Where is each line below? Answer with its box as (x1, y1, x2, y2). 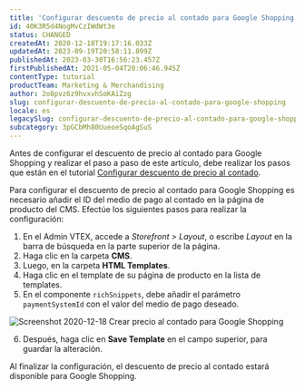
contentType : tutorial (9, 73, 95, 82)
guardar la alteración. (22, 344, 103, 354)
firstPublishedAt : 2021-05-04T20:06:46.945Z (9, 64, 181, 73)
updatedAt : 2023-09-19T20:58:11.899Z (9, 47, 152, 56)
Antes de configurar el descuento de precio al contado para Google (9, 148, 262, 159)
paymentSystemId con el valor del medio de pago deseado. (22, 298, 240, 309)
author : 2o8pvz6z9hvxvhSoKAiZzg (9, 89, 132, 98)
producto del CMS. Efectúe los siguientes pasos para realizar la (9, 204, 247, 214)
